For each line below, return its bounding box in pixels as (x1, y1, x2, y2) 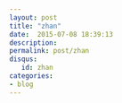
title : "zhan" (9, 21, 62, 30)
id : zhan (20, 64, 53, 73)
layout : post (9, 13, 58, 22)
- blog (9, 80, 34, 89)
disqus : (9, 55, 38, 64)
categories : (9, 72, 53, 81)
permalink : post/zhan (9, 47, 90, 56)
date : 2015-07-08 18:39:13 (9, 30, 114, 39)
